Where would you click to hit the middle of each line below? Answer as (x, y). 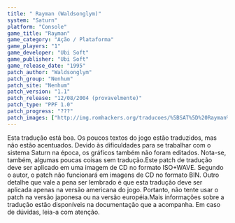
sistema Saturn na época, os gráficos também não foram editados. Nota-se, (117, 152)
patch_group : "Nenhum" (40, 79)
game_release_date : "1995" (47, 66)
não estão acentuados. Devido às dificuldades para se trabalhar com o (109, 145)
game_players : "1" (34, 46)
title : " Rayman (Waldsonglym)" (54, 14)
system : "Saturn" (33, 20)
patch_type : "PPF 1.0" (40, 105)
